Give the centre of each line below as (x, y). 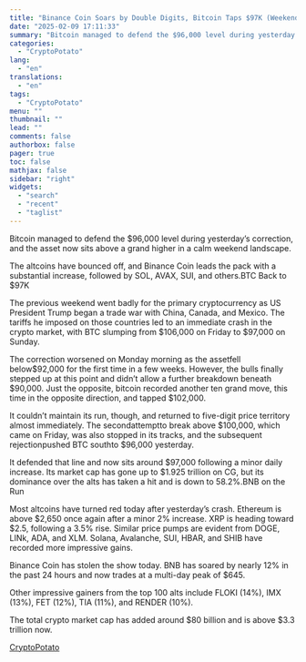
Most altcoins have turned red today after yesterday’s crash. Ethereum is (146, 509)
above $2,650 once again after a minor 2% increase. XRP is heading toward (152, 518)
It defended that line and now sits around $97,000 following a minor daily (146, 462)
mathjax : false (38, 170)
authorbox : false (42, 145)
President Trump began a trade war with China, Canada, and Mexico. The (147, 312)
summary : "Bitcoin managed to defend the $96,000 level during (132, 35)
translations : (36, 77)
